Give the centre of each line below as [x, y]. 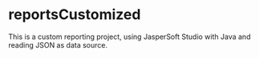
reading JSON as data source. [58, 44]
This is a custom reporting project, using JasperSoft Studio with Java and [129, 37]
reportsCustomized [75, 15]
